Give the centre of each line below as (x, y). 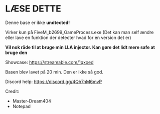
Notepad (22, 106)
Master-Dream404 (32, 101)
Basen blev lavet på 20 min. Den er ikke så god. (54, 72)
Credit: (12, 91)
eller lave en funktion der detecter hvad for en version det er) (68, 37)
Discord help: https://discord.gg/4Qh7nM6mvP (54, 81)
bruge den (16, 52)
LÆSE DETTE (33, 9)
